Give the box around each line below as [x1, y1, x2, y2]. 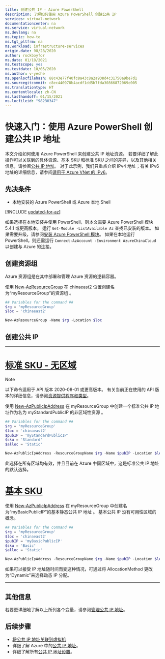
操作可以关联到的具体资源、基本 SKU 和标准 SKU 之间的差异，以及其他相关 [5, 157, 157, 163]
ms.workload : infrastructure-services [5, 44, 84, 49]
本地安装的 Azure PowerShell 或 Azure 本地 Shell [12, 199, 111, 205]
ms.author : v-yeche [5, 71, 45, 76]
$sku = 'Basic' [5, 543, 36, 548]
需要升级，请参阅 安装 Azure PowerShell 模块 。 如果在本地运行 [9, 231, 135, 237]
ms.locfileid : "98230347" [5, 99, 58, 104]
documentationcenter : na [5, 21, 56, 26]
